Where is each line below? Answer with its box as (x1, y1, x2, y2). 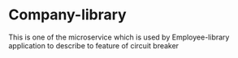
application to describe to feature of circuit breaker (8, 40, 180, 50)
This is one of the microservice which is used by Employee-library (8, 32, 230, 42)
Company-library (8, 6, 128, 24)
